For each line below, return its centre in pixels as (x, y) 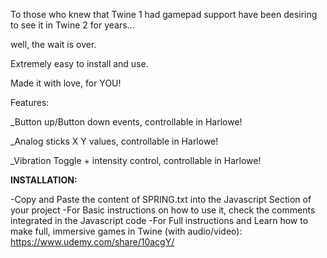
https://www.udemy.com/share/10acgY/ (92, 242)
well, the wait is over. (53, 44)
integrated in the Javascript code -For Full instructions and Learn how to (159, 220)
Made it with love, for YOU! (66, 83)
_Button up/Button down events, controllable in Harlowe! (126, 122)
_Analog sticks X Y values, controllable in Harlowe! (114, 141)
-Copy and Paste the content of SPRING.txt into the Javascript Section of (161, 199)
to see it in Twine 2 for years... (72, 25)
